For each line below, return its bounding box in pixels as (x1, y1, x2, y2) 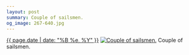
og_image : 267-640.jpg (6, 20, 64, 26)
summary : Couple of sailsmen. (6, 15, 84, 21)
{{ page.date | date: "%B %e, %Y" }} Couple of (6, 37, 183, 44)
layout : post (6, 8, 40, 15)
